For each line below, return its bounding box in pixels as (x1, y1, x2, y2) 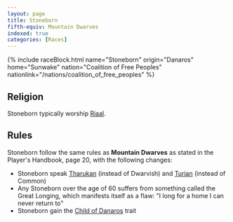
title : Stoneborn (7, 17, 58, 24)
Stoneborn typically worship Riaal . (7, 109, 107, 118)
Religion (7, 90, 44, 102)
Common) (17, 176, 47, 185)
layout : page (7, 10, 46, 18)
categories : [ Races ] (7, 36, 68, 43)
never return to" (17, 199, 64, 207)
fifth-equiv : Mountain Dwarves (7, 23, 99, 30)
